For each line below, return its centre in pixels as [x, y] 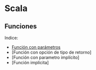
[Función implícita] [30, 63]
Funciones [21, 26]
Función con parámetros [36, 47]
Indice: [11, 38]
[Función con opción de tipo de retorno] [51, 52]
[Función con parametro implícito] [45, 57]
